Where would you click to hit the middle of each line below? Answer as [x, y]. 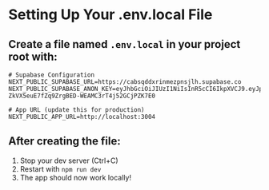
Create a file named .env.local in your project [124, 44]
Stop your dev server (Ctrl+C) [69, 160]
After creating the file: [65, 141]
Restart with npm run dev [60, 168]
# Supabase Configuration [51, 75]
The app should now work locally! [76, 177]
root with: [33, 56]
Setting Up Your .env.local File [110, 15]
